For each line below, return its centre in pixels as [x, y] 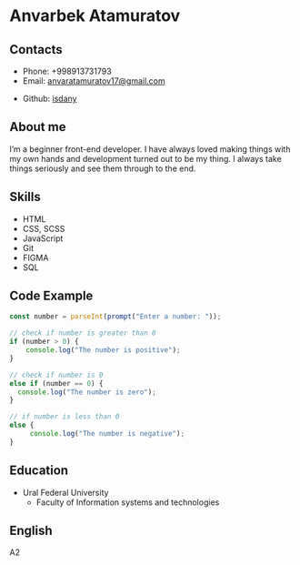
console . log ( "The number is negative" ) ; [107, 434]
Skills [25, 197]
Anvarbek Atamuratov [95, 16]
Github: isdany [50, 98]
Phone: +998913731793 [67, 71]
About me [38, 127]
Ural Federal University [65, 492]
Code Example [51, 296]
